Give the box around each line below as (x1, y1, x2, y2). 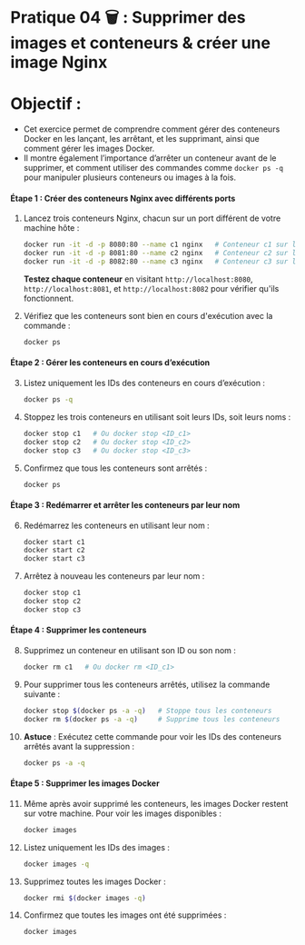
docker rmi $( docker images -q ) (23, 893, 146, 902)
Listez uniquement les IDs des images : (23, 841, 171, 852)
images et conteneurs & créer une (10, 33, 271, 54)
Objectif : (10, 94, 82, 114)
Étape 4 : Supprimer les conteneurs (10, 624, 147, 636)
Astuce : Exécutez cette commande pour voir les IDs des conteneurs (23, 731, 282, 741)
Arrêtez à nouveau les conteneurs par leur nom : (23, 571, 205, 582)
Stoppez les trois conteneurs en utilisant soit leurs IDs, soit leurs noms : (23, 411, 291, 423)
